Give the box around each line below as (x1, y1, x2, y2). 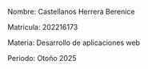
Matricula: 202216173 (7, 22, 78, 31)
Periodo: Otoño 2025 (7, 54, 77, 63)
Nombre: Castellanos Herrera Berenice (7, 7, 135, 16)
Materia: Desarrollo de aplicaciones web (7, 38, 141, 47)
